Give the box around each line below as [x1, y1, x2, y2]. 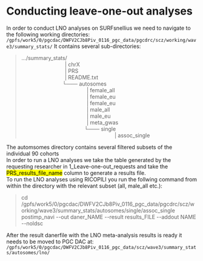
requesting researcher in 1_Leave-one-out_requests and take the [6, 163, 168, 170]
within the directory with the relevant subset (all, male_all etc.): [6, 182, 162, 189]
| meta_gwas [87, 118, 119, 126]
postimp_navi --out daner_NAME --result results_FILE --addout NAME [21, 213, 196, 220]
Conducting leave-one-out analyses [6, 4, 193, 18]
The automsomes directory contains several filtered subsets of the [6, 143, 173, 151]
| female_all [87, 86, 115, 93]
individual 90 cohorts [6, 150, 59, 157]
